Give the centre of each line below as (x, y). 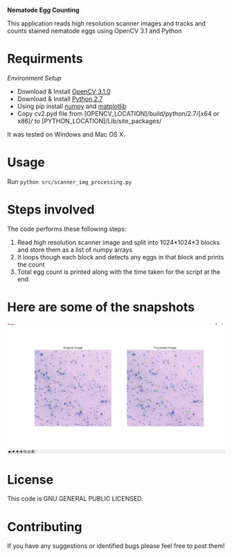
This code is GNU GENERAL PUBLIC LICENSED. (75, 499)
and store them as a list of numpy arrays (75, 250)
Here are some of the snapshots (101, 307)
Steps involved (51, 210)
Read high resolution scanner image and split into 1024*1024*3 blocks (118, 242)
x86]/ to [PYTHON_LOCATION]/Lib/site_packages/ (89, 121)
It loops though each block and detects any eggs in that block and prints (121, 257)
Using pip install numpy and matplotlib (72, 106)
